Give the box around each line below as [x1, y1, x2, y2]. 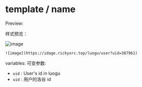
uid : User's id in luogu [12, 70, 61, 76]
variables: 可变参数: [5, 60, 46, 66]
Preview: [5, 20, 24, 26]
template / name [5, 4, 76, 15]
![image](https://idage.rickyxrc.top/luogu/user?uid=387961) [5, 51, 138, 56]
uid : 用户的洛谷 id [12, 76, 51, 82]
